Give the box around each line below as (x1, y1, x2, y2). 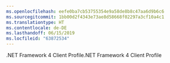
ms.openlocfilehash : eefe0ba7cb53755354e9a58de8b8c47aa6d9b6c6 (6, 8, 165, 15)
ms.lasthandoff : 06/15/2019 (6, 30, 75, 36)
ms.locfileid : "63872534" (6, 36, 69, 41)
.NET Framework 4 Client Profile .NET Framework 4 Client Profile (6, 52, 162, 58)
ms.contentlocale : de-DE (6, 24, 67, 31)
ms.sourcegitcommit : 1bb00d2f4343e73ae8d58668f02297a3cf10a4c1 (6, 14, 165, 20)
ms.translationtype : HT (6, 19, 65, 25)
